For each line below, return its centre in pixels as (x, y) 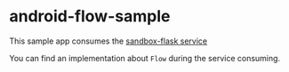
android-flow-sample (90, 16)
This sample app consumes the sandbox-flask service (108, 41)
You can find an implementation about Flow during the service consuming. (145, 58)
